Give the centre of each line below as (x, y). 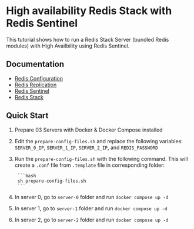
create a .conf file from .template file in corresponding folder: (90, 165)
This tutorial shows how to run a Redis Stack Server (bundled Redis (88, 39)
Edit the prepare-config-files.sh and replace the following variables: (99, 141)
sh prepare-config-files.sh (52, 181)
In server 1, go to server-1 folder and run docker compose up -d (91, 208)
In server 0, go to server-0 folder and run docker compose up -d (91, 197)
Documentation (35, 64)
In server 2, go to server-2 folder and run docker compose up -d (91, 220)
